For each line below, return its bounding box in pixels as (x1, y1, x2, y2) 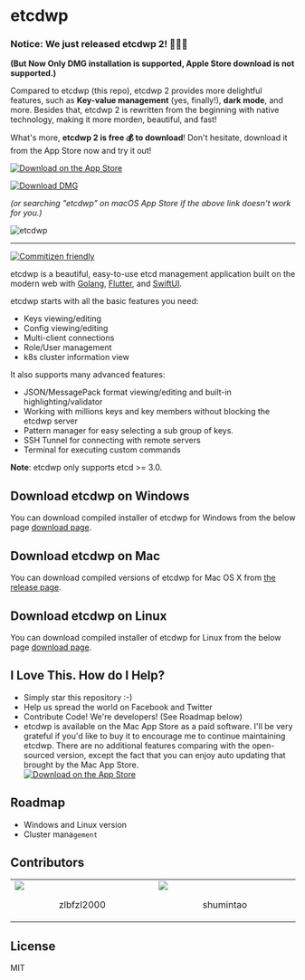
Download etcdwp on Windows (10, 488, 190, 503)
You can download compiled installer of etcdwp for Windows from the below (10, 512, 296, 523)
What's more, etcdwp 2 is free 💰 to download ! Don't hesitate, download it (10, 132, 288, 143)
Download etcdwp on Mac (10, 548, 161, 564)
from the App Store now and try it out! (10, 146, 152, 157)
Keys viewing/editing (23, 313, 102, 324)
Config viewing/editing (23, 323, 109, 334)
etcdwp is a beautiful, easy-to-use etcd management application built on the (10, 269, 296, 280)
